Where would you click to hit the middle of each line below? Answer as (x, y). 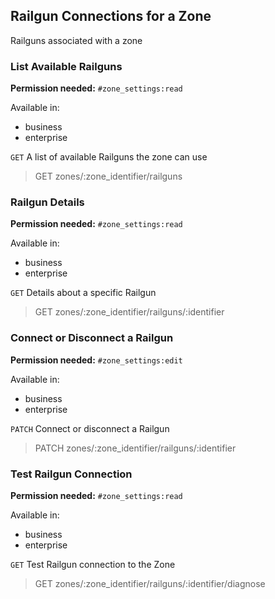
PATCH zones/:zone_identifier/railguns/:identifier (135, 448)
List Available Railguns (66, 66)
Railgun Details (47, 202)
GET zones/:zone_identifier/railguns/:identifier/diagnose (150, 583)
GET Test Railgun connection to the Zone (93, 564)
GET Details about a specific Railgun (83, 293)
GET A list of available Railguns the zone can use (109, 157)
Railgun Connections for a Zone (111, 16)
